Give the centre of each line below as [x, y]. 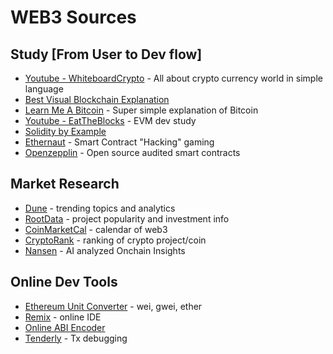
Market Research [65, 184]
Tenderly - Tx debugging [76, 338]
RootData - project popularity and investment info [127, 218]
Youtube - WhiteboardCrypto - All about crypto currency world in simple [173, 78]
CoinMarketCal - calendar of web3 [96, 229]
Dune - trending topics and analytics [100, 208]
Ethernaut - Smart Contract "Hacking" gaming [119, 142]
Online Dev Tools [64, 282]
